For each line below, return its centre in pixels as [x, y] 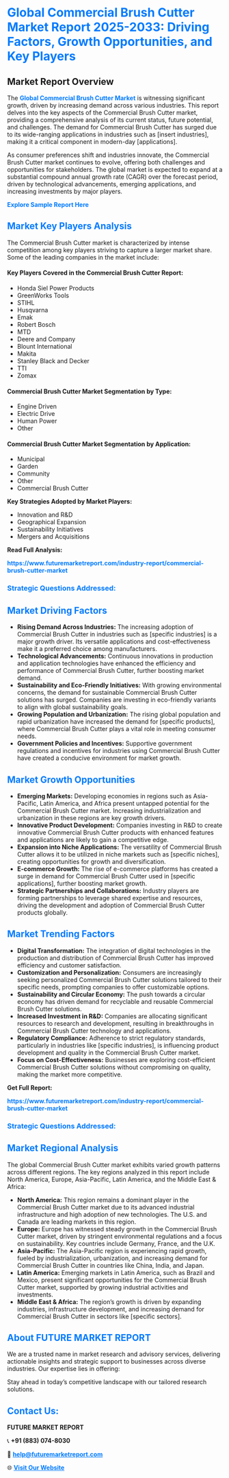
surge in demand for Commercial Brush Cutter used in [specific [106, 876]
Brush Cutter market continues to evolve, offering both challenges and [106, 162]
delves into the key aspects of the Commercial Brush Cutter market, [103, 112]
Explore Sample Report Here [48, 205]
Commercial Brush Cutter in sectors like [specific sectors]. [99, 1316]
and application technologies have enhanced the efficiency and [106, 663]
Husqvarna [32, 310]
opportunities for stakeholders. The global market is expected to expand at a [115, 170]
